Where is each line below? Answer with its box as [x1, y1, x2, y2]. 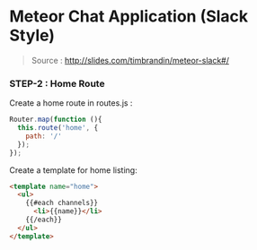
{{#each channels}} [25, 199, 99, 208]
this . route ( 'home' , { [17, 124, 99, 133]
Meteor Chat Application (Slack [9, 6, 249, 27]
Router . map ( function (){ [9, 115, 102, 125]
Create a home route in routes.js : [9, 98, 133, 108]
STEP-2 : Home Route [9, 77, 105, 90]
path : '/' [25, 132, 63, 141]
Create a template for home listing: [9, 164, 137, 176]
